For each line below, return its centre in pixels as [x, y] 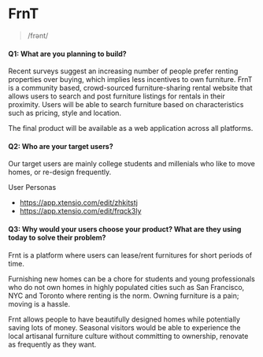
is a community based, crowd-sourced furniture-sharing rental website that [130, 88]
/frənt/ [38, 35]
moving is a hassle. [39, 303]
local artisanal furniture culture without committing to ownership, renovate [128, 336]
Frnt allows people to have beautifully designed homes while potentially [124, 319]
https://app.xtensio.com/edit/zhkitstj [78, 203]
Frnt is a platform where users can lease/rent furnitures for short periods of [130, 255]
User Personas [32, 188]
